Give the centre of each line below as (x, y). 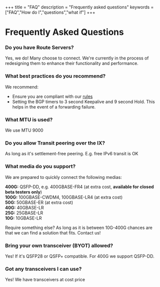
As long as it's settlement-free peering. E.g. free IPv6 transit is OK (72, 154)
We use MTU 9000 (24, 130)
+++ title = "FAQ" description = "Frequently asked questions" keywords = (79, 7)
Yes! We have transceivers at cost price (45, 280)
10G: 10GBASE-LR (24, 218)
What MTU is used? (29, 119)
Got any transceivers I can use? (43, 269)
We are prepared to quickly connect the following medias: (64, 177)
